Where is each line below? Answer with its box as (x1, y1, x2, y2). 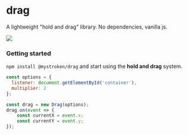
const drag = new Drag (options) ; (6, 102, 89, 108)
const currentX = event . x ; (17, 112, 84, 119)
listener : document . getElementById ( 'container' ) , (11, 80, 137, 86)
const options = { (6, 74, 52, 80)
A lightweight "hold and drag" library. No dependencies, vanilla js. (6, 23, 168, 30)
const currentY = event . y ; (17, 118, 84, 124)
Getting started (6, 49, 52, 57)
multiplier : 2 (11, 85, 46, 91)
